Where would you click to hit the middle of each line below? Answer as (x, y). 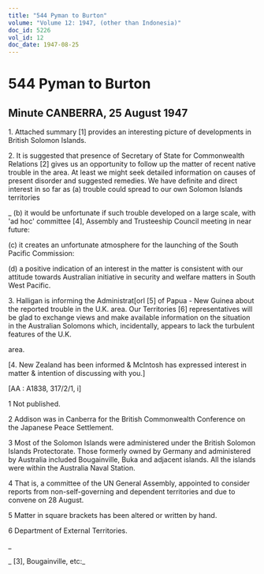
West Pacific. (30, 286)
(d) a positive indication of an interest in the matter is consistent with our (126, 268)
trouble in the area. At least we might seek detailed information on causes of (132, 173)
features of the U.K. (40, 334)
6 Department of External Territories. (68, 531)
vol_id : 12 (26, 38)
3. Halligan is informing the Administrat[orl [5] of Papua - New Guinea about (131, 301)
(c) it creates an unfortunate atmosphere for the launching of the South (123, 245)
